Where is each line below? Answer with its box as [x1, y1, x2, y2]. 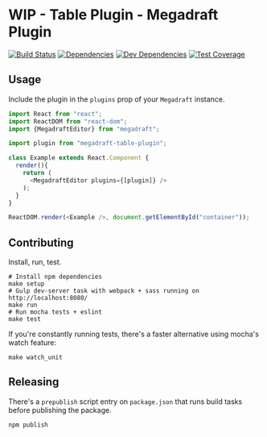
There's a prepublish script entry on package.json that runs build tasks [8, 397, 243, 406]
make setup [8, 280, 45, 288]
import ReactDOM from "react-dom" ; [8, 117, 128, 126]
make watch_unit [8, 353, 63, 362]
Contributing [8, 235, 74, 249]
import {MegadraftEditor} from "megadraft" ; [8, 125, 160, 133]
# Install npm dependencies [8, 273, 103, 281]
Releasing [8, 375, 60, 389]
